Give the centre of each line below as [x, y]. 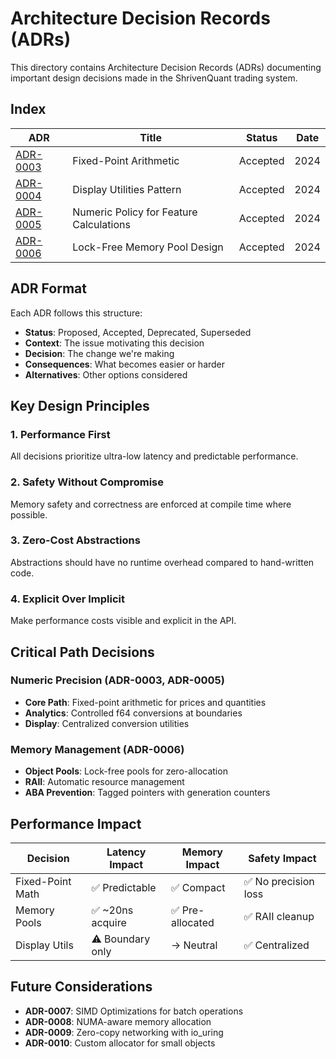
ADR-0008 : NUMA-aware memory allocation [118, 1021]
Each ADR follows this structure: [76, 313]
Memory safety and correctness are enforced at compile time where [151, 504]
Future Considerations [81, 987]
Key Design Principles [80, 405]
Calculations [101, 224]
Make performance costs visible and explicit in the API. [123, 621]
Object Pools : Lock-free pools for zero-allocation [126, 771]
